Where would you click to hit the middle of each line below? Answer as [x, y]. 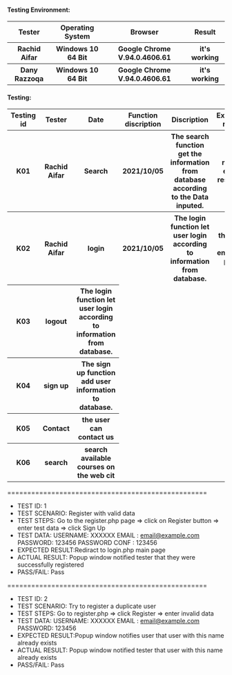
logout [56, 321]
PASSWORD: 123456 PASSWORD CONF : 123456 [87, 542]
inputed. [190, 206]
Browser [144, 32]
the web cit [96, 475]
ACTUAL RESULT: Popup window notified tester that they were [106, 557]
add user [96, 381]
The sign [96, 364]
